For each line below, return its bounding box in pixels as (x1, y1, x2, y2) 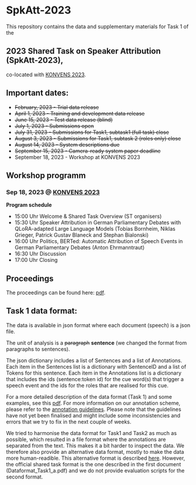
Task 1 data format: (6, 306, 77, 316)
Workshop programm (6, 170, 86, 180)
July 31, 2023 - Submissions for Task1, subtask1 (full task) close (14, 129, 169, 136)
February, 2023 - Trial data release (14, 103, 99, 110)
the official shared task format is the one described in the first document (6, 460, 181, 467)
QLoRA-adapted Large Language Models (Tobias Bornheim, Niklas (14, 225, 176, 233)
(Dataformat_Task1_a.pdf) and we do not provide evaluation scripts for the (6, 467, 185, 474)
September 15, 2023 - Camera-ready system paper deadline (14, 147, 161, 154)
